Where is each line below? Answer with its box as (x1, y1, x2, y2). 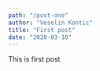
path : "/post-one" (8, 11, 69, 20)
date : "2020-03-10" (8, 33, 72, 41)
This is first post (8, 55, 61, 64)
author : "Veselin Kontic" (8, 19, 93, 27)
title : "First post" (8, 26, 76, 34)
